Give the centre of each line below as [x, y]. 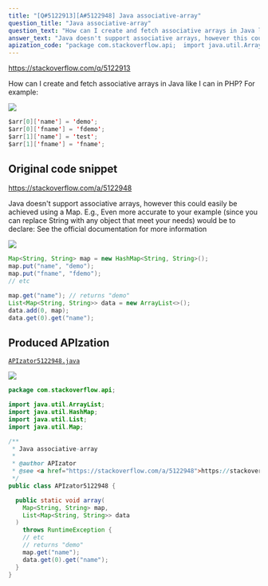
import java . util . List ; [48, 419]
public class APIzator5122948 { [62, 486]
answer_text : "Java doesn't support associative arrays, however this [128, 38]
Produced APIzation [59, 343]
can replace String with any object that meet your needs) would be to [122, 221]
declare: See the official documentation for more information [108, 229]
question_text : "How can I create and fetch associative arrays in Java [132, 30]
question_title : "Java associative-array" [80, 23]
